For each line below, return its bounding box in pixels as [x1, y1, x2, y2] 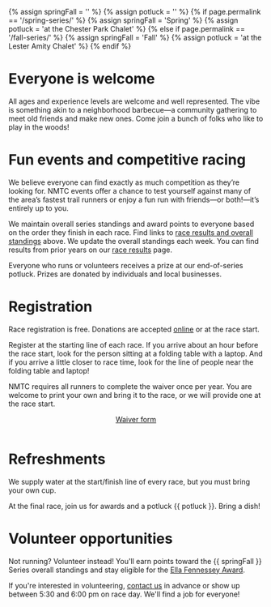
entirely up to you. [8, 203, 69, 213]
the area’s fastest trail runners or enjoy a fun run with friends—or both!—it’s [8, 194, 260, 204]
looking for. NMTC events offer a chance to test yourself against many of [8, 186, 252, 195]
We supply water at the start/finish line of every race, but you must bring [8, 477, 251, 486]
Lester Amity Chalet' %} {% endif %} [8, 41, 132, 51]
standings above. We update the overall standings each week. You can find [8, 236, 259, 246]
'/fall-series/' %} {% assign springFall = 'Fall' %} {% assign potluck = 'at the [8, 32, 262, 42]
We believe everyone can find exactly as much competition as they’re [8, 177, 240, 187]
